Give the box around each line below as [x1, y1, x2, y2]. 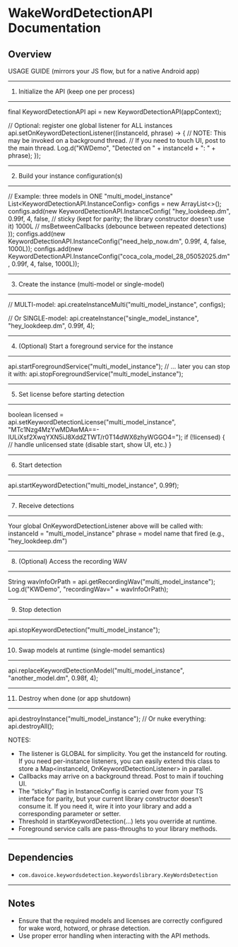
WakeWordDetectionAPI [8, 5, 153, 21]
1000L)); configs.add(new [8, 245, 83, 252]
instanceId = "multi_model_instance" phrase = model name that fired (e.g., [8, 529, 225, 538]
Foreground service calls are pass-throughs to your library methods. [18, 825, 218, 832]
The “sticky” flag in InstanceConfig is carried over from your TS [18, 787, 204, 795]
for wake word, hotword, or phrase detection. [18, 924, 150, 932]
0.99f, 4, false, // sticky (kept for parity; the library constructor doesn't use [8, 214, 225, 223]
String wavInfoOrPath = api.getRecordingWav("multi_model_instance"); [8, 578, 216, 586]
